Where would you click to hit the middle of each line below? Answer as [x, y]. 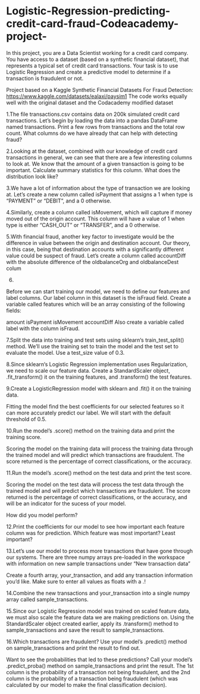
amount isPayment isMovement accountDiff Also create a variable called [95, 322]
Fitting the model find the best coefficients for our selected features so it [95, 406]
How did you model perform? [42, 515]
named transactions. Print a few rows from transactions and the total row [96, 127]
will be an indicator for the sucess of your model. [66, 503]
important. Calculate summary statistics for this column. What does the [93, 170]
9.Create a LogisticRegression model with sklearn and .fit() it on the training [99, 388]
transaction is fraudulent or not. [45, 78]
